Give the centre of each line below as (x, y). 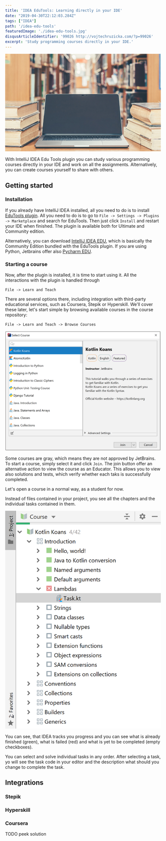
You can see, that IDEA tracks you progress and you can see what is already (83, 736)
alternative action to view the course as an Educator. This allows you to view (83, 469)
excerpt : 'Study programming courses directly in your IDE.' (69, 42)
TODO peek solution (26, 834)
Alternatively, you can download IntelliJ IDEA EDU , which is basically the (79, 241)
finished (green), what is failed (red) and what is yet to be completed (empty (83, 742)
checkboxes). (19, 747)
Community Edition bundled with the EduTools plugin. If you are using (76, 246)
